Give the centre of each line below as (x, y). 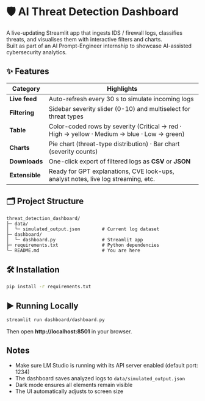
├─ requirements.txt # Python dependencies (83, 245)
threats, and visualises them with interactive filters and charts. (85, 39)
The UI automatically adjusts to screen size (69, 391)
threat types (66, 116)
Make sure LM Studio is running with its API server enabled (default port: (106, 365)
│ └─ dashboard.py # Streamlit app (75, 240)
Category (26, 88)
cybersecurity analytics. (37, 52)
